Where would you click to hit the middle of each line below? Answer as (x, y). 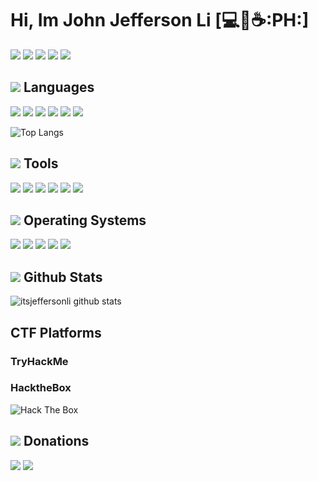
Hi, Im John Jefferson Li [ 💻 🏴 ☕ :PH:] (160, 20)
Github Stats (63, 277)
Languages (59, 87)
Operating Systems (85, 220)
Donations (56, 441)
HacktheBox (41, 388)
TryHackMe (39, 361)
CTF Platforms (56, 332)
